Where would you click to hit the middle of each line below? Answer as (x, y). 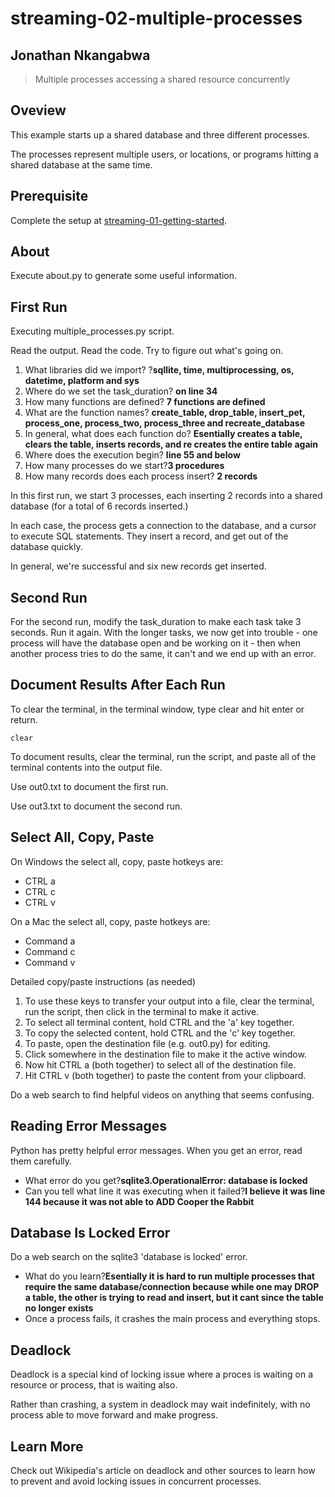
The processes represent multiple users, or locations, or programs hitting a (164, 154)
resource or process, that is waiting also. (94, 1385)
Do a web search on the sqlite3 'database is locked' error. (129, 1257)
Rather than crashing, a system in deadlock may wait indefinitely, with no (160, 1404)
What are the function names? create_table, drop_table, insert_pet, (165, 413)
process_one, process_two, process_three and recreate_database (165, 423)
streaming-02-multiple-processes (156, 18)
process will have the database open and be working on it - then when (155, 643)
